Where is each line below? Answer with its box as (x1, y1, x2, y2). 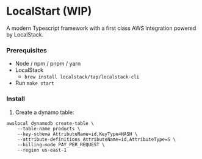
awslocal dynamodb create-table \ (6, 120, 95, 126)
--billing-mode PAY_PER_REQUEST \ (17, 141, 105, 147)
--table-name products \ (17, 125, 81, 132)
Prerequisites (6, 46, 47, 54)
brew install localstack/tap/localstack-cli (24, 74, 140, 80)
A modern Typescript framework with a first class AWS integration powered (6, 24, 197, 32)
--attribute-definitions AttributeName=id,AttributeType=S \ (17, 136, 176, 143)
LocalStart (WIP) (6, 4, 92, 18)
